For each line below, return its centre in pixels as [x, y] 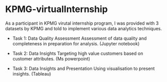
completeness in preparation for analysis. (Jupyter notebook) [76, 43]
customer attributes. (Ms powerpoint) [51, 58]
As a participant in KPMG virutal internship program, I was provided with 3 [82, 23]
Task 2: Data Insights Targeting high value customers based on [78, 53]
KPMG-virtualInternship [57, 9]
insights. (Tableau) [32, 73]
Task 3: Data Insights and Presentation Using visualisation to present [83, 68]
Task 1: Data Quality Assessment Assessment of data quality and [79, 38]
